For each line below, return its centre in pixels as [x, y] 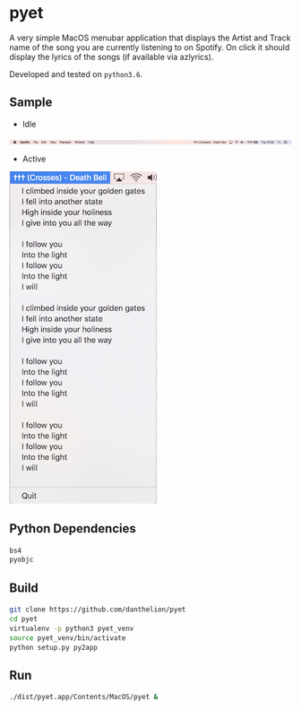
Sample [31, 103]
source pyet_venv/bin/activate [68, 638]
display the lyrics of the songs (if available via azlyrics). [112, 56]
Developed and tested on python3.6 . [76, 74]
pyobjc [21, 560]
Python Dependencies [73, 528]
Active [34, 159]
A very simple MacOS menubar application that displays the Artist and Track [150, 38]
